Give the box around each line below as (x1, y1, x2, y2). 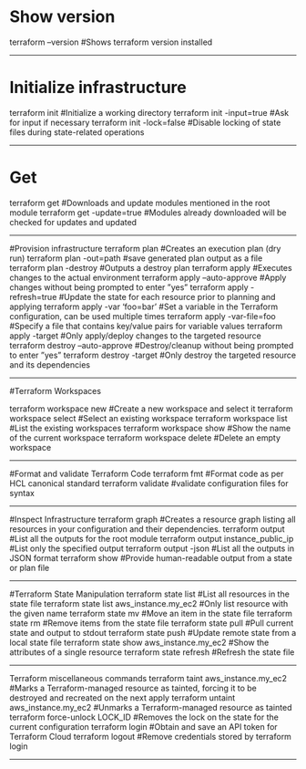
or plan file (9, 562, 50, 573)
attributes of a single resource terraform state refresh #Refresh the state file (9, 646, 295, 658)
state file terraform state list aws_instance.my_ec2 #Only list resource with (9, 598, 289, 608)
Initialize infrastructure (9, 78, 187, 98)
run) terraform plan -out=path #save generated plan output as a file (9, 253, 263, 264)
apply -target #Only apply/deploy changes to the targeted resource (9, 330, 261, 341)
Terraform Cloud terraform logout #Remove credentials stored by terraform (9, 731, 291, 742)
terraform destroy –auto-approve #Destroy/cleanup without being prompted (9, 339, 294, 350)
